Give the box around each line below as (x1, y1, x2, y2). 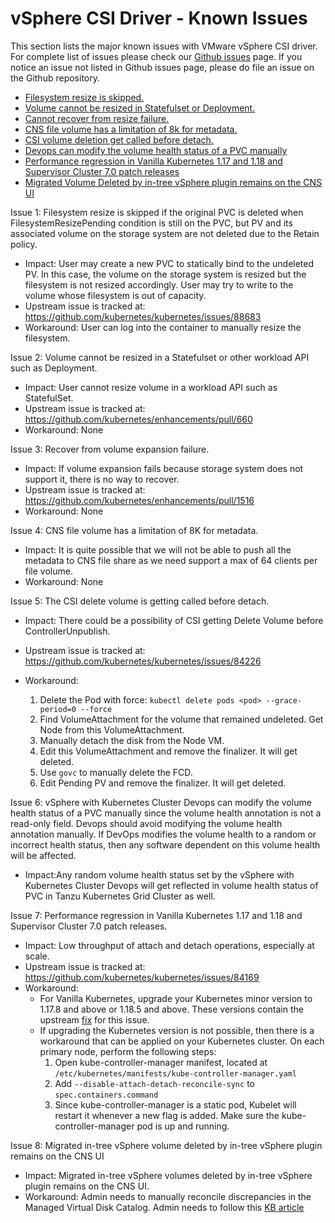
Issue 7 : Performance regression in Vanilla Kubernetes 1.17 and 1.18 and (10, 909, 303, 921)
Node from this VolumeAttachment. (39, 723, 185, 736)
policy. (10, 238, 38, 250)
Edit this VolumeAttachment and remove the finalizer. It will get (39, 745, 298, 757)
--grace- (265, 695, 303, 706)
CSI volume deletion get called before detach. (24, 133, 214, 146)
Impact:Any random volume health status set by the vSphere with (24, 868, 295, 881)
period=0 (39, 704, 77, 714)
